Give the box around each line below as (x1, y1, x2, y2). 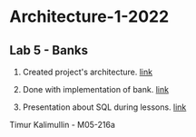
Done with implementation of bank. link (22, 84, 170, 94)
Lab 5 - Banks (9, 43, 89, 58)
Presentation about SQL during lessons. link (22, 102, 187, 113)
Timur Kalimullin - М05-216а (9, 120, 116, 130)
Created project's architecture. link (22, 66, 152, 77)
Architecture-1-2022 (9, 6, 170, 27)
